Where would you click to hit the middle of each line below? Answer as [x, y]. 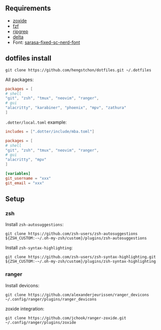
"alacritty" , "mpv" [26, 160]
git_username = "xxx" [28, 178]
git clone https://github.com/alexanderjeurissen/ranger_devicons [77, 295]
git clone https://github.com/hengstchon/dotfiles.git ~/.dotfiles [78, 70]
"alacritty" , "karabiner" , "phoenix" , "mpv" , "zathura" [66, 108]
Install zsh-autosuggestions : [34, 225]
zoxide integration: [25, 309]
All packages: [20, 79]
